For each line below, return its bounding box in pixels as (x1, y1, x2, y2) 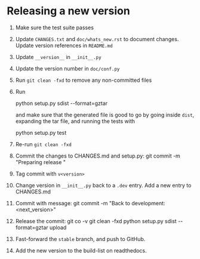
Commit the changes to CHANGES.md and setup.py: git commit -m (15, 152, 181, 159)
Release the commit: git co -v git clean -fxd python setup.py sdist (15, 217, 177, 224)
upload (49, 224, 67, 231)
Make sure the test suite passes (15, 24, 94, 31)
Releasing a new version (7, 4, 130, 18)
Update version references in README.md (15, 42, 113, 49)
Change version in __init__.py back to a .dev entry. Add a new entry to (15, 181, 192, 189)
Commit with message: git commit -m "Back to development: (15, 199, 166, 206)
